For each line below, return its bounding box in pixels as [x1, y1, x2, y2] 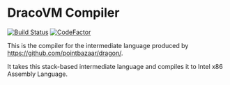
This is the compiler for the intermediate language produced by [7, 41, 189, 49]
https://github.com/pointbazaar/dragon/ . [7, 49, 123, 57]
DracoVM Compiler [7, 5, 120, 21]
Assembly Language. [7, 70, 68, 78]
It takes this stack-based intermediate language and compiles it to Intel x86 [7, 62, 223, 70]
